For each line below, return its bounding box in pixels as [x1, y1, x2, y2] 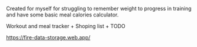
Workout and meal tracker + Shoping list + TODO [6, 23, 126, 29]
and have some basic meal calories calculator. [6, 11, 119, 18]
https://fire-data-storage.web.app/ [6, 34, 91, 41]
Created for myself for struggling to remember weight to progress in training [6, 5, 192, 12]
